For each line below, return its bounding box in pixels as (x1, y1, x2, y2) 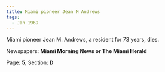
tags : (6, 14, 20, 20)
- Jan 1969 (11, 20, 39, 26)
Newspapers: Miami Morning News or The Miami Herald (6, 48, 148, 55)
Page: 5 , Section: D (6, 59, 54, 66)
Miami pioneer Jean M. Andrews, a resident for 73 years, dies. (6, 36, 160, 43)
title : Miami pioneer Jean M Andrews (6, 8, 100, 15)
